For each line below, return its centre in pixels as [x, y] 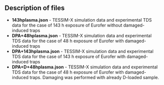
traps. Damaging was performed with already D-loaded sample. [94, 77]
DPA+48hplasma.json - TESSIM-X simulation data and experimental [82, 35]
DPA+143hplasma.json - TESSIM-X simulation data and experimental [82, 51]
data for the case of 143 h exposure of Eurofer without [67, 25]
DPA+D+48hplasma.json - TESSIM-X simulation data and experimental [85, 67]
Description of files [35, 8]
